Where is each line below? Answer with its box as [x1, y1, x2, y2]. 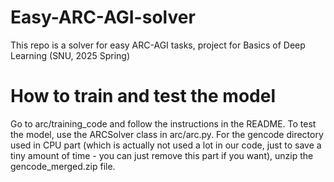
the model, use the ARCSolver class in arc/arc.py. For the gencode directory [10, 128, 324, 140]
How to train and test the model [10, 85, 277, 108]
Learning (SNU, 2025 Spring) [10, 49, 131, 61]
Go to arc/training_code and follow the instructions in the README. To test [10, 117, 317, 130]
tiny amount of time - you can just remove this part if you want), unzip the [10, 149, 314, 161]
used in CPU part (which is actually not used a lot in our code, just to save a [10, 139, 322, 151]
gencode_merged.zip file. [10, 160, 116, 172]
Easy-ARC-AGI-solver [10, 6, 196, 29]
